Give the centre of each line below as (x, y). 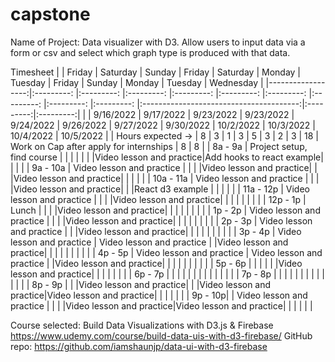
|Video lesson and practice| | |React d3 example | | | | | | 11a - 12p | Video (160, 189)
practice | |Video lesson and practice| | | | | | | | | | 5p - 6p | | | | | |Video (156, 263)
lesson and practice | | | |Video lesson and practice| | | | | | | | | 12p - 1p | (158, 199)
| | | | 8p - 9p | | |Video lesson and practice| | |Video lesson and (141, 284)
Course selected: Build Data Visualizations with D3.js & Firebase (142, 325)
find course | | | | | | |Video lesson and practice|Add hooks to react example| (167, 157)
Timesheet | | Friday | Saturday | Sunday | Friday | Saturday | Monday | (156, 72)
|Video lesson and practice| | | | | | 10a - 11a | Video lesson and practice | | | (165, 178)
